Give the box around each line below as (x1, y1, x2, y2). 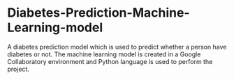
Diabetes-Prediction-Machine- (7, 5, 190, 21)
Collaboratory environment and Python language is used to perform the (7, 57, 213, 65)
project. (7, 65, 30, 73)
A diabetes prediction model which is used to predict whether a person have (7, 42, 227, 51)
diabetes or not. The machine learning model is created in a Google (7, 50, 201, 58)
